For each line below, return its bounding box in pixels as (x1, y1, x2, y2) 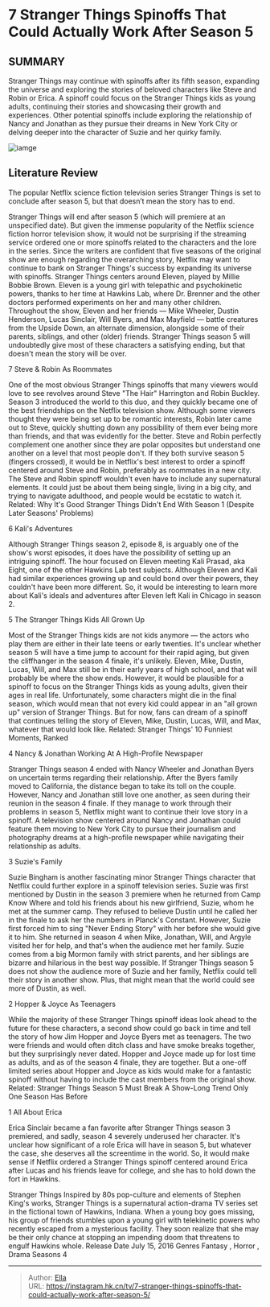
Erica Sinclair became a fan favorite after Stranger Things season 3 (8, 1123, 231, 1132)
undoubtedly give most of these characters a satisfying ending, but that (8, 340, 246, 349)
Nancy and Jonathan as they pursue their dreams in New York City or (8, 119, 239, 128)
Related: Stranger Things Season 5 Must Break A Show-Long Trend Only (8, 1082, 249, 1092)
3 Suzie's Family (8, 856, 63, 866)
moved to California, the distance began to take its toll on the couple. (8, 781, 236, 790)
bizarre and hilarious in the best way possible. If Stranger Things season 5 (8, 958, 255, 967)
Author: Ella (27, 1272, 67, 1282)
